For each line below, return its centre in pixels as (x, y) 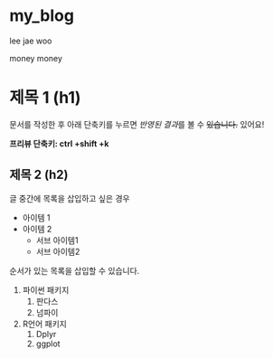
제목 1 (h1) (45, 98)
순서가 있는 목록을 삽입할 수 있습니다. (75, 270)
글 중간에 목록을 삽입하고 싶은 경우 (70, 198)
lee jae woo (31, 41)
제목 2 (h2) (39, 175)
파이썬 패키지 (46, 289)
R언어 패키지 (45, 324)
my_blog (42, 16)
